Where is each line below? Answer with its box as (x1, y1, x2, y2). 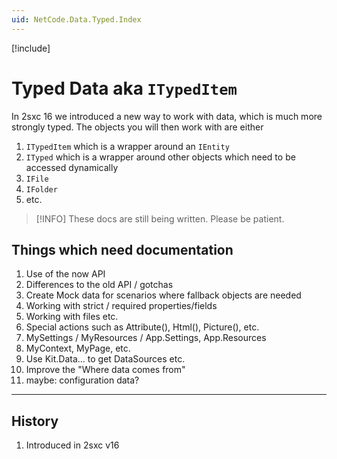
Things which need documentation (11, 241, 234, 258)
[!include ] (11, 42, 51, 54)
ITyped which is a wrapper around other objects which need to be (25, 151, 296, 163)
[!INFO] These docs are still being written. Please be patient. (35, 212, 285, 225)
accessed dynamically (25, 161, 119, 173)
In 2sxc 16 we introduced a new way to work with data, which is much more (11, 110, 323, 122)
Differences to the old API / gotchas (25, 279, 174, 291)
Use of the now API (25, 268, 106, 280)
